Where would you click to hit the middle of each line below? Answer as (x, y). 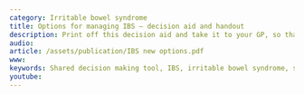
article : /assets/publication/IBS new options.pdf (107, 52)
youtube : (26, 77)
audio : (22, 43)
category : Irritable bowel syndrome (78, 18)
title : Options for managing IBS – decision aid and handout (127, 26)
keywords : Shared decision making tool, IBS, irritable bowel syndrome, (149, 69)
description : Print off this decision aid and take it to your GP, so (145, 34)
